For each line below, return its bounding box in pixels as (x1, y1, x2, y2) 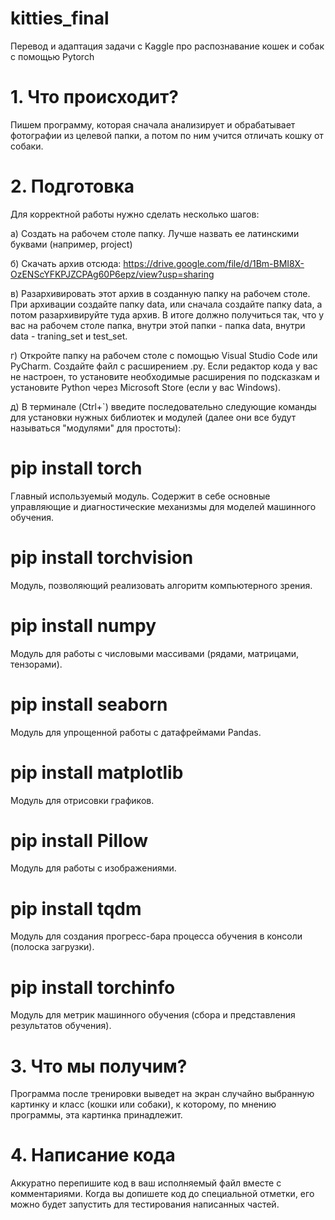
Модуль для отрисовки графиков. (10, 794, 155, 806)
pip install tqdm (10, 897, 142, 920)
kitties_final (10, 7, 110, 30)
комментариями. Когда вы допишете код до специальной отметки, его (10, 1188, 315, 1200)
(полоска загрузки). (10, 941, 95, 953)
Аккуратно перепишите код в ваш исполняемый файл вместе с (10, 1177, 282, 1189)
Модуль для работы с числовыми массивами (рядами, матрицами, (10, 647, 300, 659)
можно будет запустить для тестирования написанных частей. (10, 1198, 280, 1211)
